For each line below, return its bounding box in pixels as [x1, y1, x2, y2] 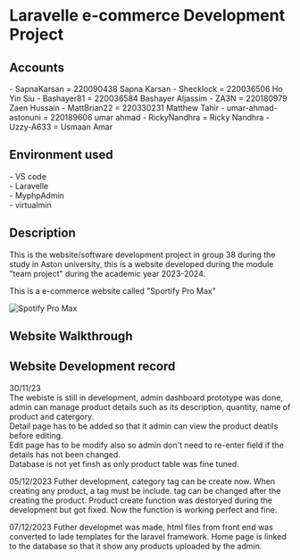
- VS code [9, 171, 47, 181]
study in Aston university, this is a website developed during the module [9, 258, 274, 269]
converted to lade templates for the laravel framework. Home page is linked [9, 531, 287, 541]
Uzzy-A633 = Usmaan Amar [9, 121, 113, 132]
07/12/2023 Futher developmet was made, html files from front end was [9, 522, 274, 532]
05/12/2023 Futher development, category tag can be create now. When [9, 475, 275, 487]
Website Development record [9, 359, 176, 374]
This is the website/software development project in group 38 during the [9, 249, 276, 260]
